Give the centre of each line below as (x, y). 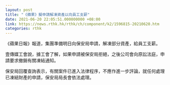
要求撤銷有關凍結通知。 (34, 60)
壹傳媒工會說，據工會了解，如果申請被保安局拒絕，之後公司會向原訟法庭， (83, 54)
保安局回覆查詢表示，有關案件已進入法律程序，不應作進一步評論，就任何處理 (85, 71)
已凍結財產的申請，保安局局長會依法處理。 (50, 77)
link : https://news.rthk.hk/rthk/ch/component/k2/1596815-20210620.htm (82, 24)
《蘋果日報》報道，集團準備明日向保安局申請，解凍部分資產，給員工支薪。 (83, 44)
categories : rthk (24, 29)
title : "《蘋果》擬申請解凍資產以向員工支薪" (48, 15)
